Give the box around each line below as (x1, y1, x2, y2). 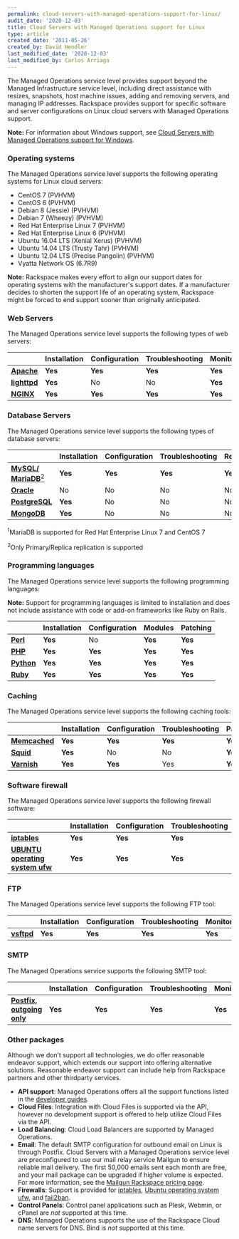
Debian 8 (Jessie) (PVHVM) (17, 206, 99, 214)
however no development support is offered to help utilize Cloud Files (17, 1110, 222, 1119)
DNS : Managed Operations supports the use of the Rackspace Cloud (17, 1216, 221, 1225)
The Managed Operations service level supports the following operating (7, 170, 218, 178)
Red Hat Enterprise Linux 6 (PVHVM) (17, 229, 126, 237)
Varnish (11, 759, 38, 769)
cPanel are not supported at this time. (17, 1208, 128, 1217)
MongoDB (11, 508, 46, 518)
